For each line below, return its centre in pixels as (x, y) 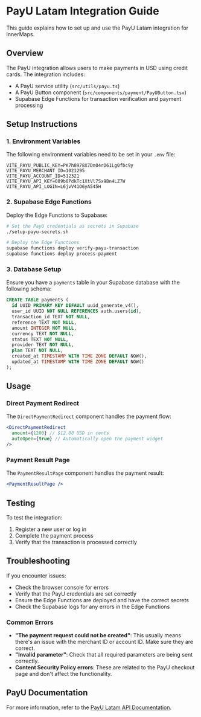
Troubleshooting (38, 561)
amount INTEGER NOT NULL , (44, 328)
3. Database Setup (34, 269)
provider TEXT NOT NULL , (43, 345)
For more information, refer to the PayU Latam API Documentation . (89, 707)
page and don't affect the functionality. (63, 674)
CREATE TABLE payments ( (37, 300)
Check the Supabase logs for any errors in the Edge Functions (92, 606)
